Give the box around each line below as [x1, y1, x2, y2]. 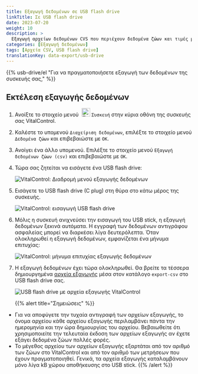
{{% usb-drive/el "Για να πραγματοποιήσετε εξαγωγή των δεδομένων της [6, 69, 188, 76]
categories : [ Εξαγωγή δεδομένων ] [6, 42, 88, 48]
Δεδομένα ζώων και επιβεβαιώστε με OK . [14, 135, 109, 142]
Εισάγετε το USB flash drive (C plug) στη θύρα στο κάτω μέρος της [14, 187, 179, 194]
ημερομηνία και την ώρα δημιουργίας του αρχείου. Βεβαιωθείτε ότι [14, 324, 181, 331]
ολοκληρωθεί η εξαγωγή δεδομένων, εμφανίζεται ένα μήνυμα [14, 235, 169, 242]
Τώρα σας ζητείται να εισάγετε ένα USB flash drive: [14, 164, 143, 171]
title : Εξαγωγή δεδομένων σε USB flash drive [6, 8, 120, 15]
